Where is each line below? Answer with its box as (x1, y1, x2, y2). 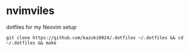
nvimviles (6, 4, 55, 18)
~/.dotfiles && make (6, 40, 57, 46)
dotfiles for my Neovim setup (6, 23, 77, 30)
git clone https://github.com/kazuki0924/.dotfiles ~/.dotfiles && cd (6, 35, 184, 40)
